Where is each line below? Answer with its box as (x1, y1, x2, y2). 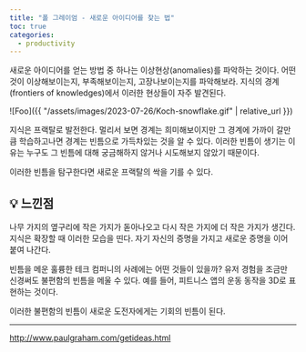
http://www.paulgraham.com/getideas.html (9, 333, 171, 344)
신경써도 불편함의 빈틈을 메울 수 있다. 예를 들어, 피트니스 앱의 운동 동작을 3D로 (9, 275, 287, 287)
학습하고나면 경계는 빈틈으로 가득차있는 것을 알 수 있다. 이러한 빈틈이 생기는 (18, 136, 287, 146)
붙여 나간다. (9, 245, 52, 256)
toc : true (9, 22, 47, 31)
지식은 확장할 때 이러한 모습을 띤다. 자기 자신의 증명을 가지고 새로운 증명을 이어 (9, 233, 289, 244)
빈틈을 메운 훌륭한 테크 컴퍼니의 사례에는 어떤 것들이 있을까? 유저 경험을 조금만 (9, 264, 289, 275)
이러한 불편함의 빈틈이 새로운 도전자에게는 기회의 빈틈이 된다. (9, 306, 226, 317)
